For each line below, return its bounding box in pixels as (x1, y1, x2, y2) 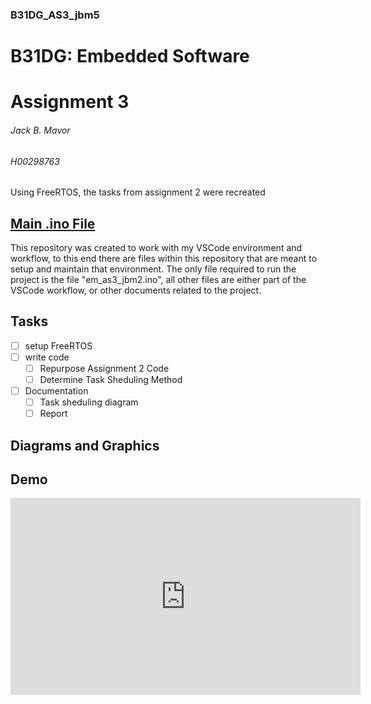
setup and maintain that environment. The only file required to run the (10, 263, 297, 275)
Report (39, 408, 68, 420)
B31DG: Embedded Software (10, 45, 250, 68)
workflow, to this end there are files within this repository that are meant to (10, 252, 318, 264)
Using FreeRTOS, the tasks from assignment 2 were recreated (10, 186, 266, 198)
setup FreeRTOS (24, 339, 93, 352)
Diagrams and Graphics (10, 437, 160, 454)
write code (24, 351, 70, 363)
